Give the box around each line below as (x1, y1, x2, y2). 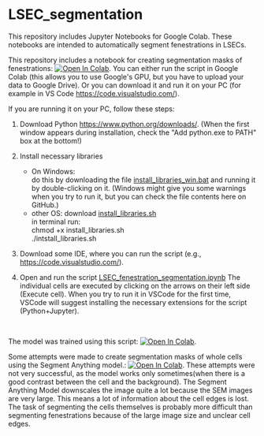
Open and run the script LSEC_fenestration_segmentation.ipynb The (19, 272, 240, 281)
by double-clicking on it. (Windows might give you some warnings (31, 183, 247, 192)
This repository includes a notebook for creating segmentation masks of (8, 55, 243, 65)
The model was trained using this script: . (8, 337, 197, 346)
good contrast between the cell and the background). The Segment (8, 377, 227, 386)
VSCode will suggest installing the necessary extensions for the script (19, 297, 247, 307)
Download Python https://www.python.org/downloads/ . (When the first (19, 119, 250, 129)
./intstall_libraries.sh (31, 233, 97, 243)
